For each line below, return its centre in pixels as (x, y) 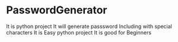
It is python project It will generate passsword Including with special (89, 26)
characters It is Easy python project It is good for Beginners (79, 32)
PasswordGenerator (57, 10)
